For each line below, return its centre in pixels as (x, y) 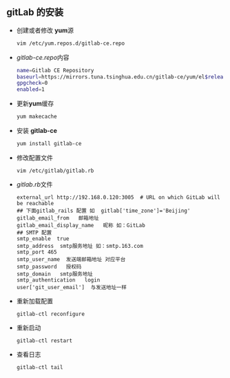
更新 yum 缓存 (35, 104)
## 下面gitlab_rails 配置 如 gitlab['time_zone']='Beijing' (103, 211)
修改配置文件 (34, 158)
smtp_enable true (43, 239)
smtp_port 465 (36, 252)
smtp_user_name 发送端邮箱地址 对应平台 (71, 259)
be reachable (35, 203)
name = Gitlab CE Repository (55, 70)
